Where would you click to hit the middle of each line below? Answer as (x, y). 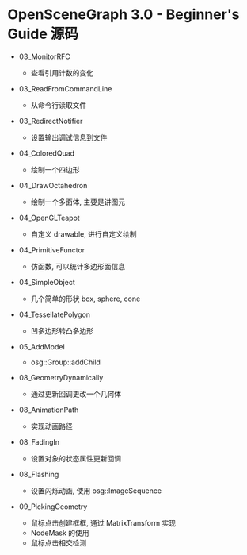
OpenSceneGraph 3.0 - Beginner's (123, 15)
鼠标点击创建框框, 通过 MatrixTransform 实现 (103, 522)
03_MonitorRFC (44, 56)
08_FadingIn (39, 441)
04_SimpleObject (47, 282)
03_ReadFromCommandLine (65, 88)
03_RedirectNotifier (51, 121)
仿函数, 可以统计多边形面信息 (78, 266)
